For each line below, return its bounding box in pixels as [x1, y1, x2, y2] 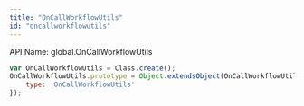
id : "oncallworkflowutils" [9, 22, 111, 31]
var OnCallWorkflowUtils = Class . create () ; [9, 64, 176, 73]
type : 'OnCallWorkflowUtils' [25, 80, 136, 90]
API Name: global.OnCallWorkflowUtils [9, 46, 153, 57]
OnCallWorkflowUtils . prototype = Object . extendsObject [9, 72, 221, 81]
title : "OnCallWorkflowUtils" [9, 13, 124, 22]
